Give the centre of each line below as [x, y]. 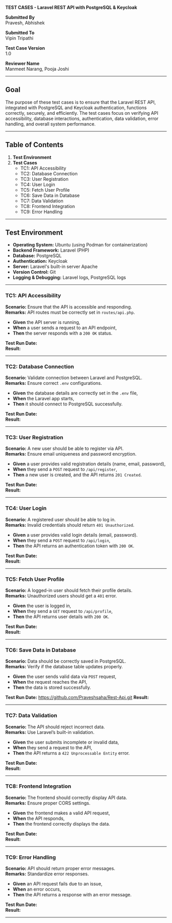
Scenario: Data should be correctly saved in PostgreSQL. [66, 661]
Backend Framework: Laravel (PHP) [51, 250]
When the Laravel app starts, [43, 399]
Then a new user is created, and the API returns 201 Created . [77, 475]
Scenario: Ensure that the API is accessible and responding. [69, 306]
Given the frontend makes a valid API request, [61, 813]
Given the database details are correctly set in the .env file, [75, 393]
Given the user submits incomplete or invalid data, [66, 742]
